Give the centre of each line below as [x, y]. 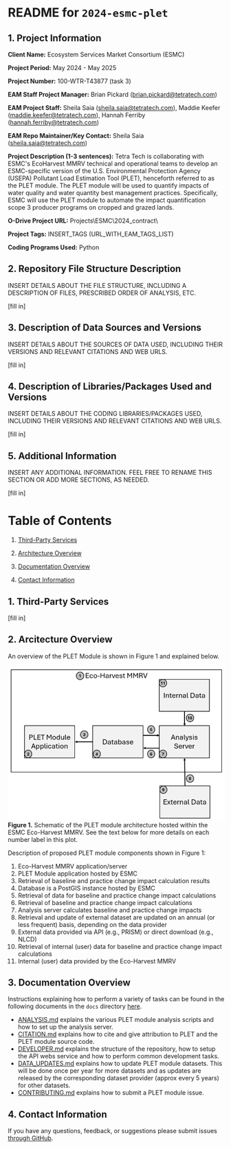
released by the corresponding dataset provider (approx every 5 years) [118, 1078]
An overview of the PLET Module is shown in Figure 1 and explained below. [113, 656]
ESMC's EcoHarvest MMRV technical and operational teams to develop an [113, 164]
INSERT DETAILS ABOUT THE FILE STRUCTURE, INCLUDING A [97, 285]
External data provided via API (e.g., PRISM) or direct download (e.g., [115, 932]
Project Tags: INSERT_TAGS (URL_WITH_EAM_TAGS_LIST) [91, 234]
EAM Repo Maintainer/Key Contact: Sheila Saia [76, 136]
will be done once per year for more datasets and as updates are [109, 1071]
